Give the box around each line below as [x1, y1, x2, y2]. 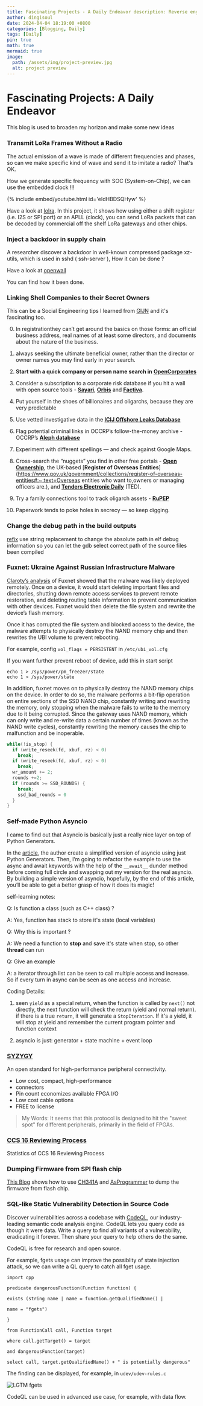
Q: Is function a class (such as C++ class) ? [7, 904, 114, 912]
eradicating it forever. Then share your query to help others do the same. [7, 1233, 187, 1240]
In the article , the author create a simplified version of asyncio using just [7, 849, 186, 856]
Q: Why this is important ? [7, 928, 71, 935]
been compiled [7, 548, 44, 556]
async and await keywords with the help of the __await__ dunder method [7, 862, 188, 869]
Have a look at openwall [7, 266, 67, 274]
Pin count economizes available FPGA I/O [15, 1090, 119, 1097]
